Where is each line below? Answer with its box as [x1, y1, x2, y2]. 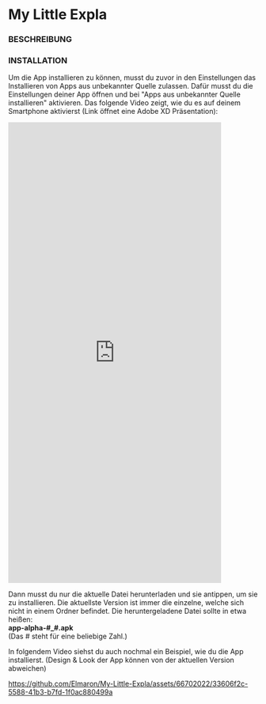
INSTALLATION [8, 55, 68, 66]
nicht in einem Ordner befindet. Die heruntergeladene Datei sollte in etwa [8, 607, 247, 616]
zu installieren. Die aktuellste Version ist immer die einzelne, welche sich [8, 598, 245, 607]
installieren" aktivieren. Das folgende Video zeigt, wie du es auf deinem [8, 98, 241, 108]
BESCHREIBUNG [8, 34, 73, 45]
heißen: [8, 615, 33, 624]
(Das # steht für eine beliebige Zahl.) [8, 631, 128, 642]
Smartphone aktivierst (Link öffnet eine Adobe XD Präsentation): [8, 107, 218, 116]
